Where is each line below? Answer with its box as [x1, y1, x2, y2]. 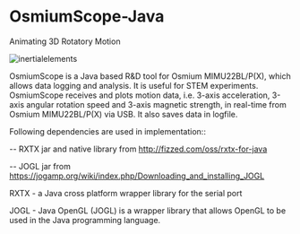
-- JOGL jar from [9, 160, 72, 171]
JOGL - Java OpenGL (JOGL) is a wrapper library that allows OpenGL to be [9, 204, 287, 216]
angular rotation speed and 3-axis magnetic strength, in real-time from [26, 99, 287, 109]
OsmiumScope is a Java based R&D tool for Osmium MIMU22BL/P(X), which [9, 70, 291, 82]
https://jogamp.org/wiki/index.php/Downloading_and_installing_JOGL [9, 170, 265, 181]
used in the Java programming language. [9, 214, 161, 225]
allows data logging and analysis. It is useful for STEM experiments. [9, 80, 259, 91]
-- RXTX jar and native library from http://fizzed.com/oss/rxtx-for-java [9, 143, 268, 154]
